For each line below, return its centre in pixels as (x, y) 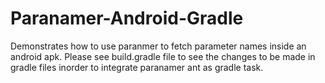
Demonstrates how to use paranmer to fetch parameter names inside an (158, 46)
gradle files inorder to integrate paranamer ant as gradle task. (137, 67)
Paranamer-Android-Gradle (127, 18)
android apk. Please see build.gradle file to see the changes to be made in (163, 56)
